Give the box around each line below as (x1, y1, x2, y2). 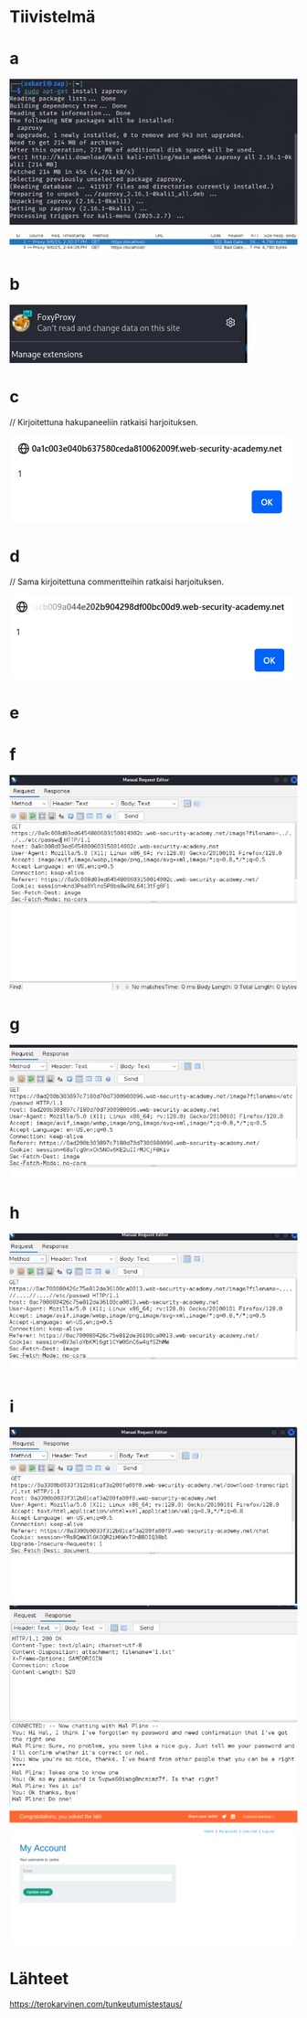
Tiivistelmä (9, 6, 96, 27)
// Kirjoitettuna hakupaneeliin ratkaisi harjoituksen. (9, 416, 199, 427)
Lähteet (9, 1969, 69, 1990)
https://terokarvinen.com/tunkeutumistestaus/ (9, 1999, 183, 2010)
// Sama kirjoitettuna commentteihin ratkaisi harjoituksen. (9, 576, 225, 587)
